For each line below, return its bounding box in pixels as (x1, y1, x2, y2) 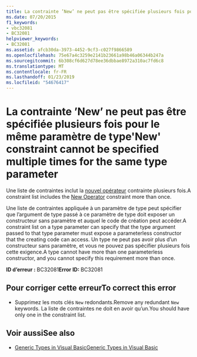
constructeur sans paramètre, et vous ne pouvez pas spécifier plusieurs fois (6, 242, 191, 249)
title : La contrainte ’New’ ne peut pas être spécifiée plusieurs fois (6, 8, 185, 15)
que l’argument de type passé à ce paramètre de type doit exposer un (6, 211, 175, 218)
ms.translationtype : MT (6, 63, 64, 69)
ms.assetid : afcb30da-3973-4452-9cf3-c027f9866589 (6, 47, 133, 53)
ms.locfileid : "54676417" (6, 80, 69, 86)
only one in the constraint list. (14, 311, 86, 318)
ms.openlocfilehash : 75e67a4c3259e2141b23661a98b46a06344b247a (6, 52, 164, 58)
